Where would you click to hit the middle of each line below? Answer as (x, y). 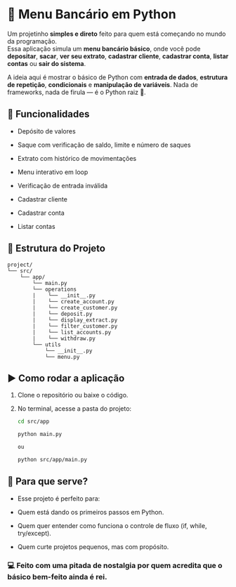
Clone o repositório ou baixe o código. (73, 395)
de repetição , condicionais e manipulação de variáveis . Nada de (103, 84)
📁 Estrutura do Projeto (56, 249)
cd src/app (33, 422)
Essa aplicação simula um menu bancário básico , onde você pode (104, 48)
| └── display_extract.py (75, 320)
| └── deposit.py (63, 314)
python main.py (40, 435)
